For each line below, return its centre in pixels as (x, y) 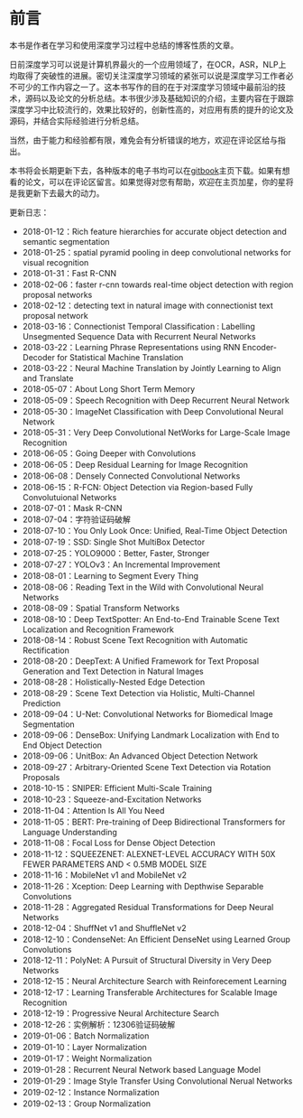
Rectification (46, 650)
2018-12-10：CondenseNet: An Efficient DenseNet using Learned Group (156, 939)
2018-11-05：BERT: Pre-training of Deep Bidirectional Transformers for (154, 822)
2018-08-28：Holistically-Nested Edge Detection (114, 682)
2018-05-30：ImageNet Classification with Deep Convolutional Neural (153, 411)
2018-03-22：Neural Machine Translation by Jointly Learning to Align (151, 368)
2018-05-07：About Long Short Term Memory (109, 388)
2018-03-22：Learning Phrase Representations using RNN (131, 347)
